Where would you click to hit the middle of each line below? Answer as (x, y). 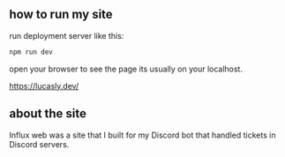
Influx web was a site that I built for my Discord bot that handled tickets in (142, 135)
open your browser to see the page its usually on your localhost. (126, 69)
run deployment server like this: (67, 35)
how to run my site (61, 15)
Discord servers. (39, 144)
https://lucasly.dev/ (44, 86)
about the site (48, 114)
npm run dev (31, 52)
